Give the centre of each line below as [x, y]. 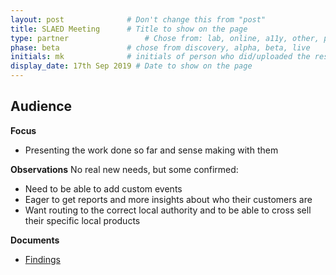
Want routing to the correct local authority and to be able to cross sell [168, 210]
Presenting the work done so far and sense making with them [151, 150]
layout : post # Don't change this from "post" [138, 19]
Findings [42, 259]
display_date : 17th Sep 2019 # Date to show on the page [131, 66]
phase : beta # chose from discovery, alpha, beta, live [160, 47]
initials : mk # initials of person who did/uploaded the [160, 57]
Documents [35, 240]
